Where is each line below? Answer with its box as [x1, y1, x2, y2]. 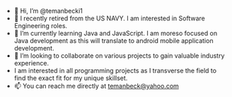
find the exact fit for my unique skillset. [13, 74, 128, 82]
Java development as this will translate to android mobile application [13, 37, 214, 45]
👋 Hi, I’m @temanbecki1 [13, 7, 83, 15]
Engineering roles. [13, 22, 68, 30]
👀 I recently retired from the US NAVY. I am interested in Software [13, 14, 205, 22]
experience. [13, 59, 50, 67]
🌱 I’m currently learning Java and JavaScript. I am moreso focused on [13, 29, 218, 37]
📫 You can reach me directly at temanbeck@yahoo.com [13, 82, 179, 90]
